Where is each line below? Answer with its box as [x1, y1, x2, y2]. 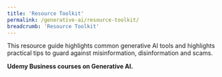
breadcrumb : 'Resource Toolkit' [7, 23, 99, 30]
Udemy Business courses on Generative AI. [7, 63, 134, 71]
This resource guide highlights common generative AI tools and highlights [7, 42, 215, 50]
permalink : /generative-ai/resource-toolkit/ [7, 16, 139, 23]
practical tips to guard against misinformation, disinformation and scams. [7, 49, 213, 57]
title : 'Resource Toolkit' [7, 10, 84, 17]
